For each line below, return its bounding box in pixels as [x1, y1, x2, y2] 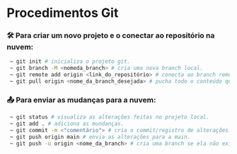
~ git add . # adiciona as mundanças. [9, 120, 125, 128]
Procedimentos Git [6, 5, 119, 21]
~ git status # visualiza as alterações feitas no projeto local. [9, 114, 210, 121]
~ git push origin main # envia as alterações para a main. [9, 133, 191, 141]
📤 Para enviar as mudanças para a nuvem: [6, 95, 156, 105]
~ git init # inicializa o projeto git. [9, 58, 131, 65]
